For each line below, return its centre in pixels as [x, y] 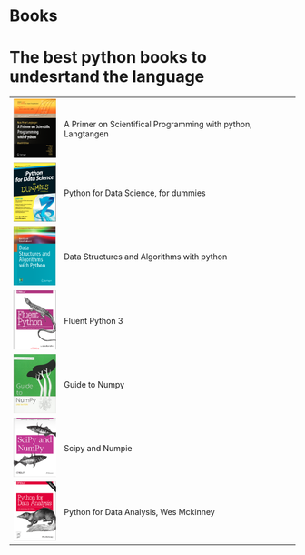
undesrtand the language [107, 77]
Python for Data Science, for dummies [135, 193]
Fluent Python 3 [94, 320]
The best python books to [108, 58]
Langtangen [86, 134]
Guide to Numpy [94, 384]
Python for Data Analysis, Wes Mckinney [139, 512]
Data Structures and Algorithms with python [146, 257]
